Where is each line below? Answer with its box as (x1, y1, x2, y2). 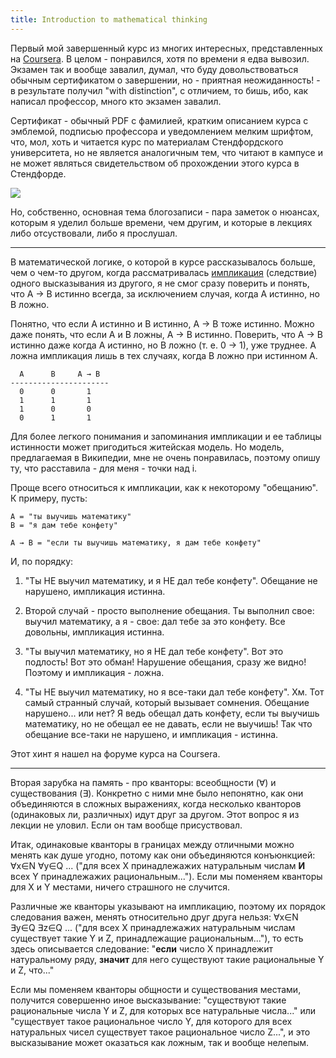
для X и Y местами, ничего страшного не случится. (10, 881, 230, 893)
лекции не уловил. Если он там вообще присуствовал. (10, 819, 243, 831)
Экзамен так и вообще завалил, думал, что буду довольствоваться (10, 63, 299, 75)
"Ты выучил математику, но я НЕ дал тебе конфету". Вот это (24, 645, 284, 657)
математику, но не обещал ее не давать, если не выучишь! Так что (24, 717, 313, 730)
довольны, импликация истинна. (24, 626, 165, 638)
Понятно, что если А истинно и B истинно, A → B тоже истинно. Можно (10, 317, 315, 330)
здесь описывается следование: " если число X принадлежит (10, 942, 274, 955)
